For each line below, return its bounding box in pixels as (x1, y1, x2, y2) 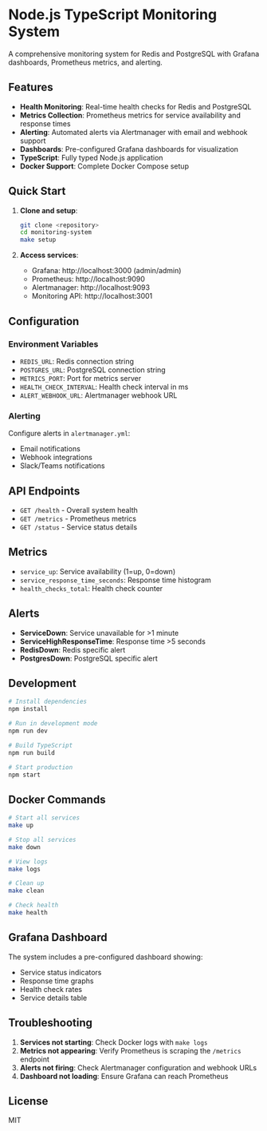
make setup (19, 236, 57, 244)
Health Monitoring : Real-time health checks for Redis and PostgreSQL (19, 101, 253, 111)
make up (8, 821, 34, 830)
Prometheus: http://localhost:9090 (31, 274, 146, 284)
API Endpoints (8, 484, 80, 498)
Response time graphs (19, 976, 94, 986)
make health (8, 909, 48, 917)
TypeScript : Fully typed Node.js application (19, 153, 163, 162)
